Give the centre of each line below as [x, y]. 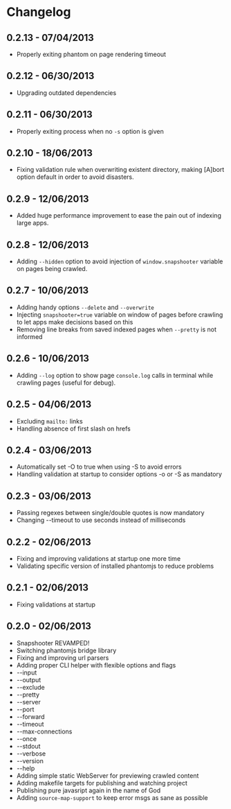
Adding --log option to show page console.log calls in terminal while [115, 375]
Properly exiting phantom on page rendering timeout [91, 54]
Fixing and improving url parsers [63, 658]
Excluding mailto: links [50, 421]
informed [29, 336]
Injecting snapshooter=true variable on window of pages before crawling [120, 314]
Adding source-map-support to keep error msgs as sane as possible [112, 797]
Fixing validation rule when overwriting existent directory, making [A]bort [120, 170]
